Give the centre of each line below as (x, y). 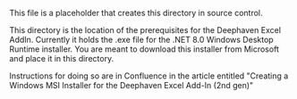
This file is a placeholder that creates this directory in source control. (136, 13)
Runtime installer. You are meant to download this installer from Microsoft (144, 49)
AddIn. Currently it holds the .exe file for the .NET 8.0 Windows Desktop (142, 40)
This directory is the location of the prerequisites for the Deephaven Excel (145, 30)
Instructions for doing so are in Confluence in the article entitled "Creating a (149, 76)
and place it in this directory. (62, 58)
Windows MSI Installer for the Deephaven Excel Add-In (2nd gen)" (132, 85)
